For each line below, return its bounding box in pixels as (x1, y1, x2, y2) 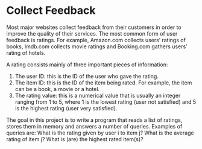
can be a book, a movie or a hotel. (14, 85, 100, 92)
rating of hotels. (6, 49, 46, 56)
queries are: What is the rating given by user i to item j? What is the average (6, 129, 194, 136)
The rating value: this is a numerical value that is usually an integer (14, 92, 181, 99)
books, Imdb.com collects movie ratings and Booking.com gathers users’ (6, 43, 188, 50)
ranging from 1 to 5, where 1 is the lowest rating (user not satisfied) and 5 (14, 98, 197, 106)
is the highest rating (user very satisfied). (14, 104, 118, 112)
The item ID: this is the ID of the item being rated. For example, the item (14, 79, 192, 86)
